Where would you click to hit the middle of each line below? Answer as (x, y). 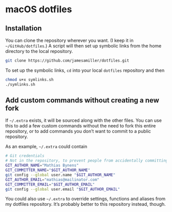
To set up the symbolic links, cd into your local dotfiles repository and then (85, 70)
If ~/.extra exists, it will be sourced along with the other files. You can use (84, 120)
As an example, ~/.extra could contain (46, 147)
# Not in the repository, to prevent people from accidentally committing (87, 161)
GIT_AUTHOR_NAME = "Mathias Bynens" (42, 166)
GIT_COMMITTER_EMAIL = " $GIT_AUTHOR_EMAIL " (50, 184)
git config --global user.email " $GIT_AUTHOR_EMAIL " (63, 189)
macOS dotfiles (39, 9)
